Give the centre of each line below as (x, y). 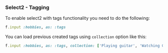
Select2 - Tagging (27, 7)
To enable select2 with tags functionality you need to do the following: (77, 18)
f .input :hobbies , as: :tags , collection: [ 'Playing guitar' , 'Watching (82, 46)
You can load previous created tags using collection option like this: (76, 37)
